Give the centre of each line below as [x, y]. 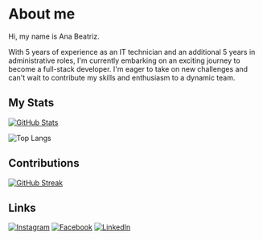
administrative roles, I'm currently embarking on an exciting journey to [124, 60]
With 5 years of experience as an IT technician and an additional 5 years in [132, 52]
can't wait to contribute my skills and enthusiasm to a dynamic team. [122, 77]
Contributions [44, 163]
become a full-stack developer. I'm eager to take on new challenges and [128, 68]
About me [42, 14]
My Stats [31, 103]
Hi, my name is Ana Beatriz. [54, 36]
